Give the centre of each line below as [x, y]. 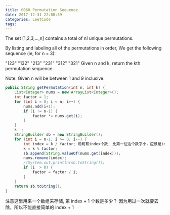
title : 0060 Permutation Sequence [42, 10]
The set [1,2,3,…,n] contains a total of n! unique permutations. [69, 38]
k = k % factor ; [40, 149]
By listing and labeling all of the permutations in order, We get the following [83, 48]
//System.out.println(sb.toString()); [64, 163]
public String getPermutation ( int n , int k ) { [55, 88]
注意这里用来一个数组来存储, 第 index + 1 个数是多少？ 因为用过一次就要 [80, 201]
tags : [11, 24]
